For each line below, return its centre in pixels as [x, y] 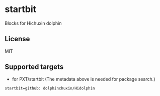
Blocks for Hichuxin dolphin [33, 23]
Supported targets [34, 67]
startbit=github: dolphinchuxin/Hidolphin [50, 88]
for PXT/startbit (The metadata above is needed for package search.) [84, 79]
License [17, 39]
